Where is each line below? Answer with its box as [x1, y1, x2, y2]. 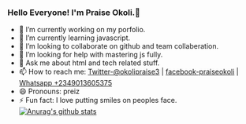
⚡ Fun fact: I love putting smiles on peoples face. [18, 96, 177, 105]
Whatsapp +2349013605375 [18, 78, 112, 88]
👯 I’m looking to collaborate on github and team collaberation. [18, 42, 218, 51]
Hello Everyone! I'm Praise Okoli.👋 [7, 7, 141, 18]
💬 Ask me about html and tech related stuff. [18, 58, 160, 67]
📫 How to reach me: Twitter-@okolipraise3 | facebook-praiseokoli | [18, 67, 239, 77]
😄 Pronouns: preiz [18, 86, 80, 97]
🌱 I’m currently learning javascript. [18, 33, 131, 42]
